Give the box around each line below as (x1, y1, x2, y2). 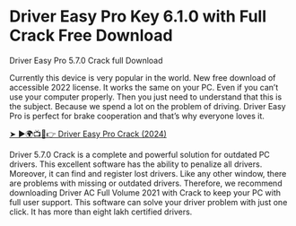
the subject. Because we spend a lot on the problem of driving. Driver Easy (9, 100, 286, 111)
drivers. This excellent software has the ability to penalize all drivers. (9, 159, 263, 169)
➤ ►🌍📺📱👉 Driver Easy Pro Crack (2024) (9, 128, 168, 139)
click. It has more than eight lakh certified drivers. (9, 206, 193, 217)
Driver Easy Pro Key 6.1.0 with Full (9, 6, 267, 27)
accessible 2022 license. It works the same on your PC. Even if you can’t (9, 82, 279, 92)
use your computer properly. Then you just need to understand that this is (9, 91, 283, 102)
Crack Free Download (9, 25, 173, 46)
